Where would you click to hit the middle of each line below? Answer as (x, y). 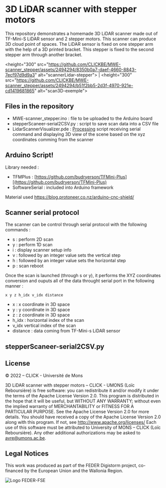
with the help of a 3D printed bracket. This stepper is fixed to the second (80, 49)
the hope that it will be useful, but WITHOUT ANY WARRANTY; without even (83, 401)
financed (14, 471)
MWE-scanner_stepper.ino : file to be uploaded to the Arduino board (82, 118)
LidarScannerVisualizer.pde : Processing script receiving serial (76, 129)
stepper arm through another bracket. (44, 54)
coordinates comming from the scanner (53, 139)
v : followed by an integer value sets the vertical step (66, 255)
